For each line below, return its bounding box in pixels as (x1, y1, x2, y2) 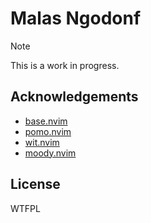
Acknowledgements (10, 88, 139, 106)
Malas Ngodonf (10, 7, 142, 30)
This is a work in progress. (10, 59, 120, 71)
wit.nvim (24, 136, 60, 148)
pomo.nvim (24, 125, 72, 137)
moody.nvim (24, 147, 77, 159)
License (10, 176, 61, 193)
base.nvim (24, 115, 68, 127)
